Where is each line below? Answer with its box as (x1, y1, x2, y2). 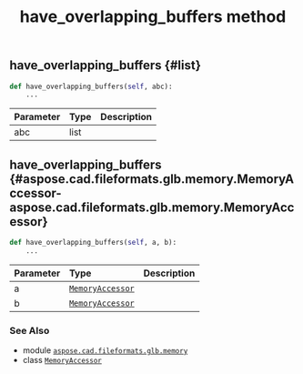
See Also (9, 324, 50, 337)
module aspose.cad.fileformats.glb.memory (22, 345, 188, 356)
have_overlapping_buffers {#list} (9, 57, 202, 74)
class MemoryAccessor (22, 355, 102, 366)
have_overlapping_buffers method (19, 6, 287, 27)
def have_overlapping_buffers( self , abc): (9, 82, 173, 91)
